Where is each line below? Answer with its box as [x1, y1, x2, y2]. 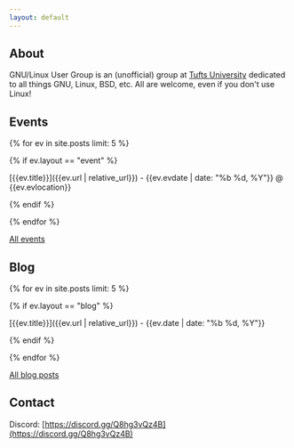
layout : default [9, 12, 69, 22]
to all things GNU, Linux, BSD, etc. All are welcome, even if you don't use [9, 79, 275, 90]
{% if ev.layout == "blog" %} [9, 300, 114, 312]
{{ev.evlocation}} [9, 182, 72, 192]
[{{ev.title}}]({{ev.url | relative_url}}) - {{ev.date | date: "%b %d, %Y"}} [9, 318, 266, 329]
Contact [9, 395, 55, 411]
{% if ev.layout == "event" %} [9, 155, 118, 166]
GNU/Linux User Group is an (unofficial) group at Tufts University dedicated [9, 69, 286, 80]
